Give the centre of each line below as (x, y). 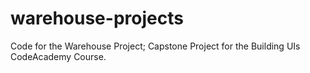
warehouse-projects (97, 18)
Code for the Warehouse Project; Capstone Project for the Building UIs (155, 46)
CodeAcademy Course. (58, 56)
